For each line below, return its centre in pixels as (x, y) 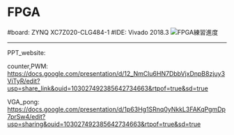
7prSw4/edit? (26, 116)
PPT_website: (26, 52)
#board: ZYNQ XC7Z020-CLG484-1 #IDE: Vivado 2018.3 (88, 32)
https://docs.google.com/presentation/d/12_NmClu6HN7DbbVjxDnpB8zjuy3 (116, 73)
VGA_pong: (23, 102)
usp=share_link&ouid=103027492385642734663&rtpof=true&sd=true (108, 88)
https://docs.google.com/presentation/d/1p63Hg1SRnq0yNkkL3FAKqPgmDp (117, 109)
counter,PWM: (28, 66)
